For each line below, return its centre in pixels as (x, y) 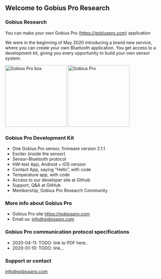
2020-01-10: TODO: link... (38, 248)
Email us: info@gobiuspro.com (43, 219)
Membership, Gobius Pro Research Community (60, 190)
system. (13, 58)
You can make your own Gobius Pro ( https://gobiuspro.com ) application (78, 33)
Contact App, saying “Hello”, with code (51, 169)
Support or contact (28, 261)
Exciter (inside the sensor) (39, 154)
